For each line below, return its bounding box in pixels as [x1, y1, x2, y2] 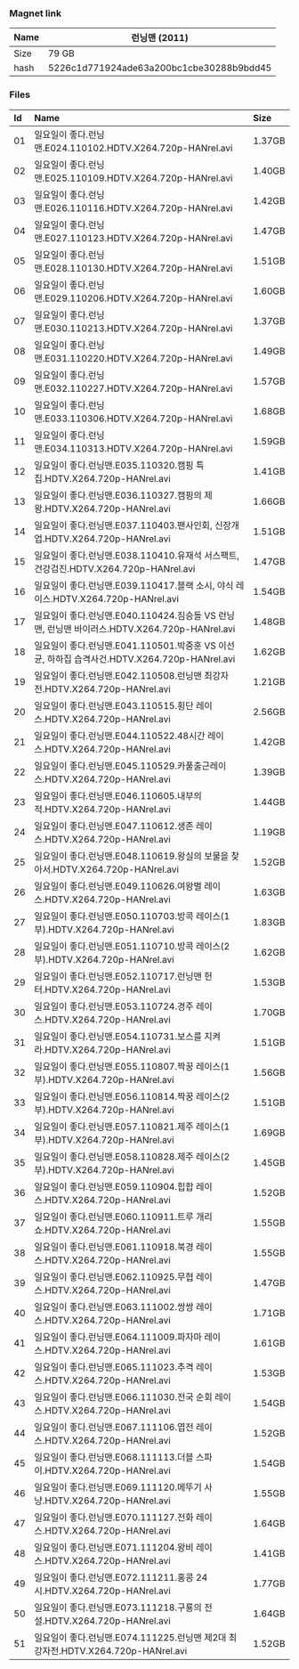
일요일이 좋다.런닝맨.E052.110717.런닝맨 [34, 970, 202, 982]
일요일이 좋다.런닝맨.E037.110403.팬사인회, [34, 519, 213, 532]
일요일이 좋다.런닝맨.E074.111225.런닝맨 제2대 [34, 1631, 227, 1643]
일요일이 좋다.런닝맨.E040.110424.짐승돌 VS [34, 609, 216, 622]
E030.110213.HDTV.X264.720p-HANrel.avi [44, 322, 233, 334]
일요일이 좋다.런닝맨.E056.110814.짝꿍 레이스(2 [34, 1090, 230, 1103]
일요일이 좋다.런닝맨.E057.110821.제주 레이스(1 [34, 1120, 230, 1133]
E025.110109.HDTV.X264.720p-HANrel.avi [44, 172, 233, 184]
